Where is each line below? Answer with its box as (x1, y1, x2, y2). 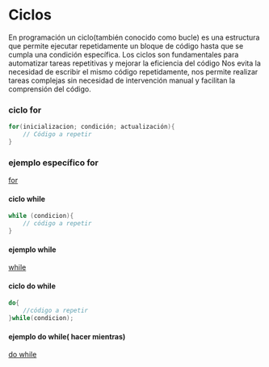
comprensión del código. (8, 83, 91, 94)
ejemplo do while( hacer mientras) (8, 331, 126, 341)
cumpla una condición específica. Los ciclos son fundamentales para (8, 49, 239, 59)
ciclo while (8, 194, 46, 203)
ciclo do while (8, 281, 57, 291)
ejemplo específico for (8, 156, 99, 168)
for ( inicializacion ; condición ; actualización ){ (8, 123, 175, 131)
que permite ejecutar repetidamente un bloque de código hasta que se (8, 41, 244, 50)
